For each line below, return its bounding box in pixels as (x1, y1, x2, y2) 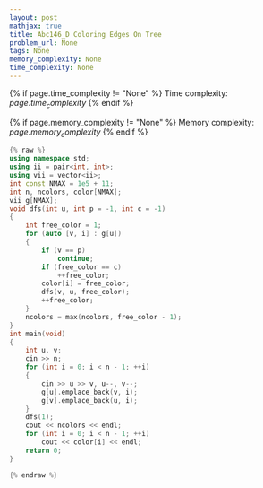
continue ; (56, 254, 94, 263)
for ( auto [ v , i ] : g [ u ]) (25, 230, 123, 239)
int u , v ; (25, 346, 63, 355)
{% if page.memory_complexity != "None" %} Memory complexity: (9, 117, 255, 127)
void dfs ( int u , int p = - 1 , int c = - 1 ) (9, 204, 166, 213)
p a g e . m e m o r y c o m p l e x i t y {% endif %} (9, 126, 148, 139)
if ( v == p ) (41, 246, 87, 255)
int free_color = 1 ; (25, 221, 102, 230)
